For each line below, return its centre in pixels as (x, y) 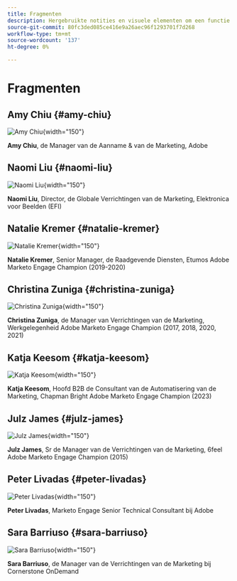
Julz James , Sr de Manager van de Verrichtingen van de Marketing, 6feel (115, 449)
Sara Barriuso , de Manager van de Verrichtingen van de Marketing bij (109, 563)
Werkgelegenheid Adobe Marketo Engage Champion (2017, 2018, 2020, (112, 328)
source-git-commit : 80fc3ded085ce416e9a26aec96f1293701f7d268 (101, 27)
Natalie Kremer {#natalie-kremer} (84, 229)
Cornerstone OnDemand (43, 571)
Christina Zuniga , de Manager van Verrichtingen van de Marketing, (106, 320)
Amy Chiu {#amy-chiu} (60, 114)
